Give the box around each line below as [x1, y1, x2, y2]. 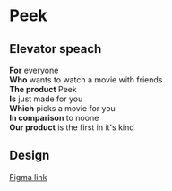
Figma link [9, 171, 47, 182]
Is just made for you [9, 93, 83, 104]
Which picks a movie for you [9, 103, 116, 113]
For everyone [9, 65, 59, 75]
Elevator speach [9, 41, 102, 56]
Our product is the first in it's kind [9, 122, 134, 133]
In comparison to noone [9, 113, 99, 123]
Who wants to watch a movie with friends [9, 74, 163, 85]
